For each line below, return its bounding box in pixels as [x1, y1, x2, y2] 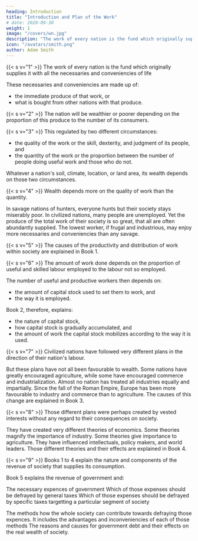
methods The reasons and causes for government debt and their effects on [6, 522, 189, 529]
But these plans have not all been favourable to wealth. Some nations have [6, 366, 187, 373]
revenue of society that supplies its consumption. [6, 462, 126, 470]
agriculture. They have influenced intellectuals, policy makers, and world [6, 438, 183, 446]
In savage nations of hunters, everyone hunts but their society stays [6, 205, 171, 212]
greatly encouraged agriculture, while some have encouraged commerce [6, 371, 184, 379]
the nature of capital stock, [14, 317, 81, 325]
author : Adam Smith [6, 47, 54, 53]
